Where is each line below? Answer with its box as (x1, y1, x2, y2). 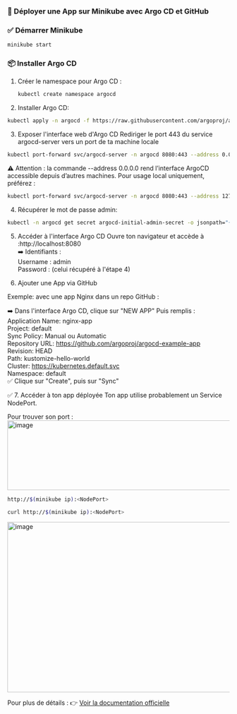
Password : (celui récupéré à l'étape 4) (17, 265, 130, 273)
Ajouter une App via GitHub (17, 278, 97, 287)
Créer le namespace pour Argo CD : (17, 77, 122, 85)
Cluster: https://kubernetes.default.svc (7, 362, 120, 370)
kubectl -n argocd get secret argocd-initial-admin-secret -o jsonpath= (7, 219, 226, 226)
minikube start (7, 42, 52, 49)
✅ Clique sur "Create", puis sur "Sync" (7, 376, 119, 385)
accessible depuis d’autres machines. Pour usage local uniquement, (7, 172, 205, 180)
